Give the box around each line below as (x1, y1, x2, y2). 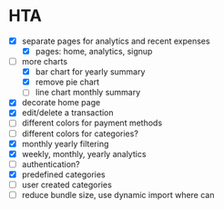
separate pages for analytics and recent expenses (21, 35, 210, 46)
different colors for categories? (21, 128, 138, 139)
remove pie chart (35, 76, 100, 87)
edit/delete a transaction (21, 107, 115, 118)
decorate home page (21, 97, 101, 108)
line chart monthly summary (35, 87, 141, 98)
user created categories (21, 179, 113, 190)
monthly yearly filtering (21, 138, 109, 149)
